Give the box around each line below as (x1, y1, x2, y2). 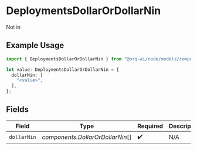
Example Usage (6, 40, 64, 50)
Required (137, 122, 163, 130)
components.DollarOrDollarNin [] (42, 133, 132, 141)
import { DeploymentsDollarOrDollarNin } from (6, 56, 122, 62)
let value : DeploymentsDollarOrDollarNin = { (6, 66, 119, 73)
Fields (6, 104, 29, 115)
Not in (6, 23, 21, 30)
